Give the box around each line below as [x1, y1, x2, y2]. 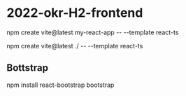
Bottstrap [6, 62, 48, 74]
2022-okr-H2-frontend [6, 5, 143, 21]
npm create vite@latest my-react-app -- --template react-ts [6, 28, 179, 36]
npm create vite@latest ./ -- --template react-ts [6, 41, 143, 50]
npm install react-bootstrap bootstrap [6, 81, 115, 89]
